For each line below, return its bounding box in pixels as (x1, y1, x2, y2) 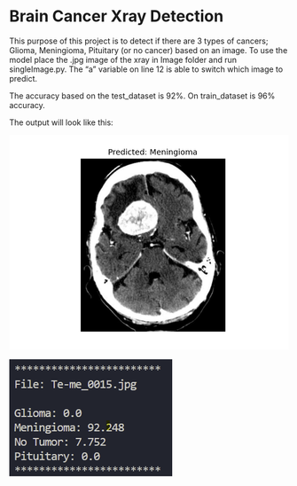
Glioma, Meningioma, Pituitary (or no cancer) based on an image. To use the (9, 44, 288, 55)
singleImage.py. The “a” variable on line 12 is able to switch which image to (9, 64, 284, 74)
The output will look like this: (9, 117, 113, 128)
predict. (9, 73, 38, 83)
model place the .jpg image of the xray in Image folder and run (9, 54, 238, 65)
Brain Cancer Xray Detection (9, 6, 224, 27)
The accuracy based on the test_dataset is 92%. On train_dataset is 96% (9, 90, 276, 101)
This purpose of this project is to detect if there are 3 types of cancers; (9, 35, 269, 46)
